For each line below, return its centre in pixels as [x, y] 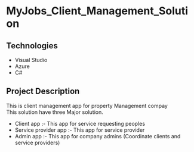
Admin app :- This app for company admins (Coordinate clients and [98, 136]
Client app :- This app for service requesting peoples [80, 123]
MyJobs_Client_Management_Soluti [97, 11]
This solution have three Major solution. [55, 112]
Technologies [32, 46]
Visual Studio [31, 60]
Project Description [43, 91]
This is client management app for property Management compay [87, 106]
